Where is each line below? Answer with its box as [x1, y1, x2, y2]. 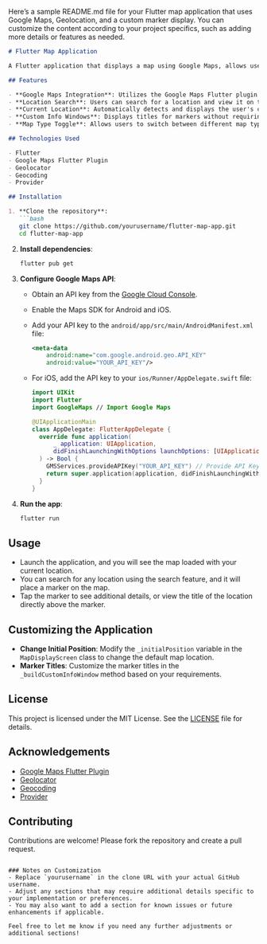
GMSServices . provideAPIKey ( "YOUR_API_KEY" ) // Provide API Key [46, 462, 260, 470]
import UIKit [31, 389, 75, 397]
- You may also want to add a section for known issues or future [8, 902, 233, 910]
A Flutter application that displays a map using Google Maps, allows [8, 61, 247, 70]
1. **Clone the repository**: [8, 207, 109, 216]
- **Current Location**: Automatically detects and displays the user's [8, 105, 254, 114]
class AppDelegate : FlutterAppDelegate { [31, 425, 171, 433]
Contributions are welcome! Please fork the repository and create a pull [8, 836, 242, 845]
